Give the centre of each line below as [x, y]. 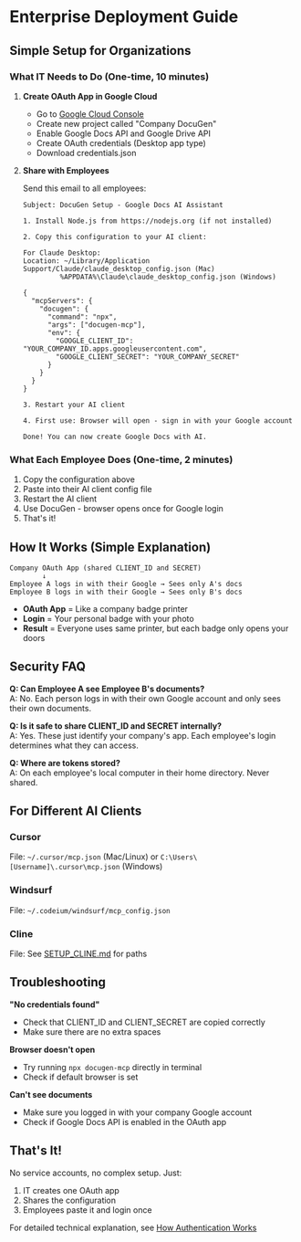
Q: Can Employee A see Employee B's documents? [107, 689]
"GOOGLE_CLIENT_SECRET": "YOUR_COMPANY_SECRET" [148, 357]
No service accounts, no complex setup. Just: [96, 1173]
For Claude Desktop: [62, 253]
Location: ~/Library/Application [86, 261]
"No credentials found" [55, 1004]
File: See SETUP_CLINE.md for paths [78, 954]
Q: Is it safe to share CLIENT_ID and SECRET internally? [115, 726]
